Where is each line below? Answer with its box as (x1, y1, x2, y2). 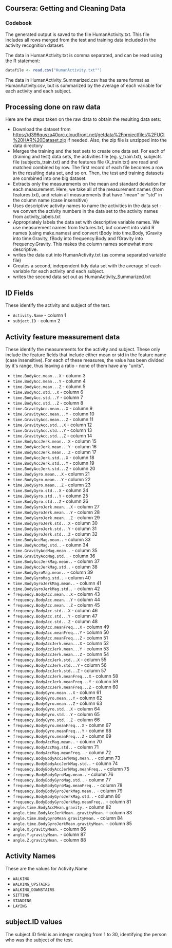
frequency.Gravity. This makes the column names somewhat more (12, 241, 153, 247)
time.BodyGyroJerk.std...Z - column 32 (12, 531, 98, 537)
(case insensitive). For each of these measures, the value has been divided (5, 357, 164, 363)
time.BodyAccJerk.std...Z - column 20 (12, 465, 95, 471)
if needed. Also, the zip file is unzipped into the (67, 137, 167, 143)
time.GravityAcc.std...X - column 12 (12, 422, 92, 428)
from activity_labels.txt (12, 213, 61, 220)
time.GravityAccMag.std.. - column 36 (12, 553, 95, 559)
